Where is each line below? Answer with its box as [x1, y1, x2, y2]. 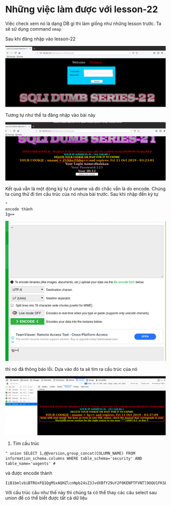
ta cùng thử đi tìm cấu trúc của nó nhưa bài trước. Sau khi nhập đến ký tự [5, 191, 159, 197]
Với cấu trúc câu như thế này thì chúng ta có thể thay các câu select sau [5, 489, 157, 495]
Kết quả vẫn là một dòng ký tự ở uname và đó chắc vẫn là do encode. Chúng [5, 185, 166, 192]
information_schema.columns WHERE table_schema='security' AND [5, 456, 142, 461]
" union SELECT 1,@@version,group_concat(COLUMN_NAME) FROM [5, 450, 136, 456]
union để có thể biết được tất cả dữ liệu [5, 495, 88, 501]
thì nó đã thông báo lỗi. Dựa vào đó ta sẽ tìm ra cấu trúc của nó [5, 366, 137, 372]
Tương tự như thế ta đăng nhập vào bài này [5, 112, 96, 118]
